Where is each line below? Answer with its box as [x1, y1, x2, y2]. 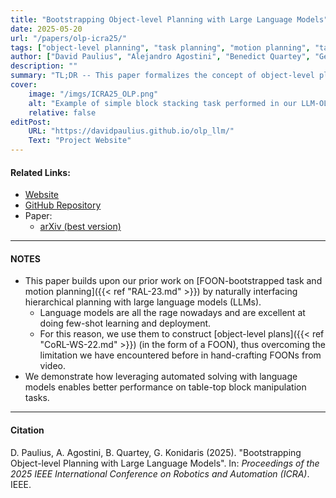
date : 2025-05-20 [10, 24, 83, 34]
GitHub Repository [24, 199, 102, 211]
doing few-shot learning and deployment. [39, 317, 212, 330]
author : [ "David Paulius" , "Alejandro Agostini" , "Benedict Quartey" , [10, 52, 311, 62]
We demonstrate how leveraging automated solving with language [24, 371, 298, 383]
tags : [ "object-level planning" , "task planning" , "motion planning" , [10, 42, 311, 53]
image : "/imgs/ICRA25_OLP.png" [28, 89, 159, 99]
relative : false [28, 107, 97, 118]
